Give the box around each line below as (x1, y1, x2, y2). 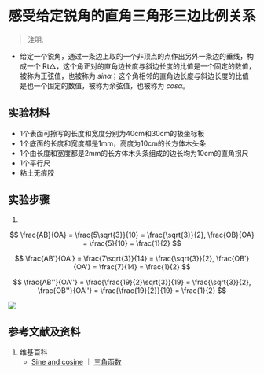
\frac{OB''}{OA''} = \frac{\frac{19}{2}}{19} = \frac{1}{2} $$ (37, 285, 227, 295)
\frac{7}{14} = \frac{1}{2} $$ (98, 261, 191, 272)
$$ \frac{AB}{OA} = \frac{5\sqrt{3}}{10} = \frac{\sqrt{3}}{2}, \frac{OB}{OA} (9, 230, 255, 239)
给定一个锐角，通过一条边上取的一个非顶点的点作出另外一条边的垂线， (19, 51, 247, 61)
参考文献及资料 (8, 324, 81, 339)
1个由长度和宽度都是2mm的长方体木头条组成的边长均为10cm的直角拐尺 (19, 148, 249, 157)
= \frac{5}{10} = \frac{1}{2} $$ (82, 238, 181, 248)
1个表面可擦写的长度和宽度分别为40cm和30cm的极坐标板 (19, 128, 205, 138)
